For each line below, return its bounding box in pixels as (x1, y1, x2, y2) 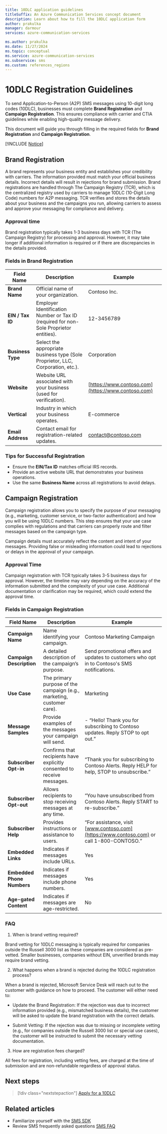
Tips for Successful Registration (5, 453, 85, 459)
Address (7, 434, 28, 441)
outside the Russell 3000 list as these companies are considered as (5, 946, 144, 952)
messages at (43, 804, 73, 811)
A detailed (43, 648, 67, 655)
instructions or (43, 825, 77, 832)
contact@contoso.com (88, 431, 142, 438)
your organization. (36, 291, 79, 298)
